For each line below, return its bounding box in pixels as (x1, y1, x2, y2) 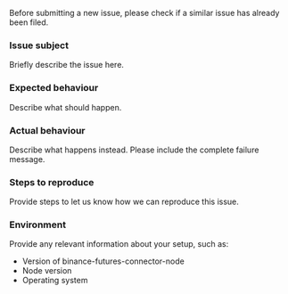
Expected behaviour (9, 82, 99, 94)
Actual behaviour (9, 124, 86, 136)
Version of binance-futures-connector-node (21, 256, 185, 266)
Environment (9, 218, 67, 231)
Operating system (21, 275, 88, 286)
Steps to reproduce (9, 176, 95, 188)
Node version (21, 265, 72, 276)
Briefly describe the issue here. (9, 60, 125, 70)
